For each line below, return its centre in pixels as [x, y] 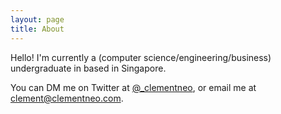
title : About [37, 29]
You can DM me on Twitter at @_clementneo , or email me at [133, 87]
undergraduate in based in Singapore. [88, 68]
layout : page [37, 19]
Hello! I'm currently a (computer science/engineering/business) [141, 57]
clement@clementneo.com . [67, 98]
